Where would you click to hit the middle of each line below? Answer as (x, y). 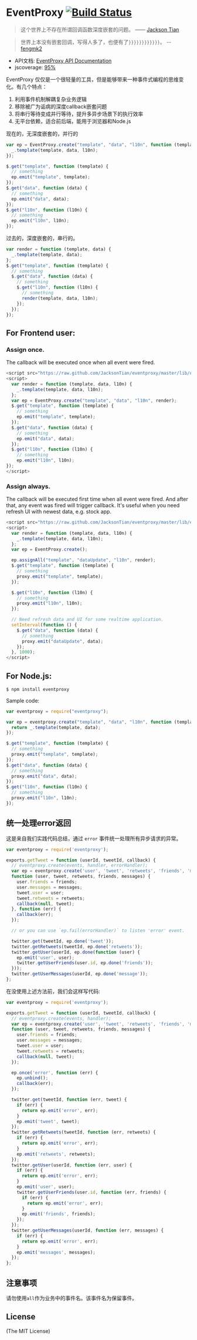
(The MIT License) (28, 1331)
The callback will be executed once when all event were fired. (81, 362)
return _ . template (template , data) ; (56, 727)
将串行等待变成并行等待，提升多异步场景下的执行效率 (79, 114)
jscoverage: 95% (35, 67)
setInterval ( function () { (44, 625)
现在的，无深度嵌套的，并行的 (42, 133)
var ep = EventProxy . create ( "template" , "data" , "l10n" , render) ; (94, 401)
